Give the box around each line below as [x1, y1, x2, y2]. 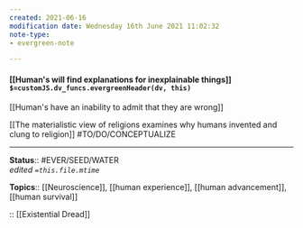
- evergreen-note [9, 38, 75, 48]
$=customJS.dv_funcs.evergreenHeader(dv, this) [9, 83, 192, 93]
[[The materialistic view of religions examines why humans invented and [9, 119, 278, 131]
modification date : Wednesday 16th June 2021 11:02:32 [9, 22, 220, 31]
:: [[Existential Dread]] [9, 209, 91, 220]
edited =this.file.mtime [9, 164, 100, 176]
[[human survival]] [9, 191, 78, 203]
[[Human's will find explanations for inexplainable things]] [9, 74, 232, 85]
